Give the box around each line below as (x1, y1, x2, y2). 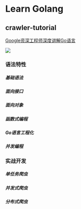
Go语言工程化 (5, 130, 34, 136)
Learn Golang (5, 3, 64, 15)
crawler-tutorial (5, 23, 57, 32)
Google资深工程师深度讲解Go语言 (5, 38, 76, 43)
